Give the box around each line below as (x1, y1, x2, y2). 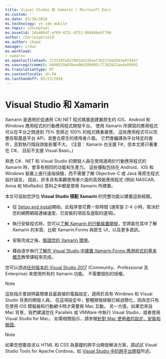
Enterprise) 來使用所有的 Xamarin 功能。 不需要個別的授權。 (5, 270, 127, 276)
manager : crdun (5, 44, 37, 49)
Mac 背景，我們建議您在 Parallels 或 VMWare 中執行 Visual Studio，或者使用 (5, 309, 161, 315)
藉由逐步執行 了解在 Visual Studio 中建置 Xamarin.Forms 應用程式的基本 (12, 248, 157, 254)
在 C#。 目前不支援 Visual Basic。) (5, 147, 74, 154)
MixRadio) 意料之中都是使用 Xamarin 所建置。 (23, 183, 116, 189)
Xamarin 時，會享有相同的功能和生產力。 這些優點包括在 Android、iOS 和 (5, 164, 154, 170)
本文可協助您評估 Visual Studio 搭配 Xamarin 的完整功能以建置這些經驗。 (5, 193, 155, 199)
